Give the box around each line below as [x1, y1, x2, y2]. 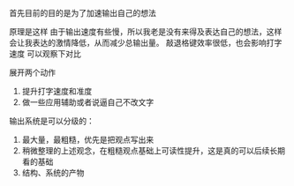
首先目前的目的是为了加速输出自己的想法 [9, 8, 156, 18]
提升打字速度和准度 [21, 86, 93, 96]
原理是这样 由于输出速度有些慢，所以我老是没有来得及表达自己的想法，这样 [9, 26, 283, 37]
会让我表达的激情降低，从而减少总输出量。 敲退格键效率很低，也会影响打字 [9, 38, 283, 48]
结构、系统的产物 [21, 167, 85, 178]
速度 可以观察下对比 [9, 48, 81, 59]
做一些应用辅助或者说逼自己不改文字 [21, 97, 155, 108]
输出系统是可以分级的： [9, 115, 94, 126]
